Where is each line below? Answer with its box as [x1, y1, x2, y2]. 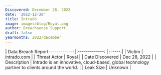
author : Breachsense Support [5, 26, 66, 31]
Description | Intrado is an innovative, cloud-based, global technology [5, 59, 149, 65]
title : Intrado [5, 16, 37, 21]
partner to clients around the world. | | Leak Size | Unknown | [5, 64, 131, 70]
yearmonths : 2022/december [5, 35, 62, 40]
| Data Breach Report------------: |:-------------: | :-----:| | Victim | [5, 48, 143, 55]
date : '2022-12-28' [5, 12, 46, 17]
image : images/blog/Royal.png [5, 21, 69, 26]
